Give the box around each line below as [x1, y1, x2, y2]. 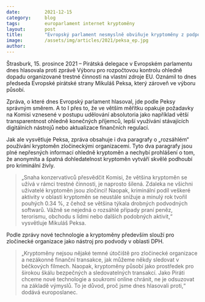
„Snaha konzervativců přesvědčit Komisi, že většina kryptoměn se [21, 173, 187, 181]
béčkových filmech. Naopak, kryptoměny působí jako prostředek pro [21, 262, 194, 270]
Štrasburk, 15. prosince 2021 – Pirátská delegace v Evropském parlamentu [6, 59, 192, 67]
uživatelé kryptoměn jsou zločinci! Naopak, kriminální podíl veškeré [21, 186, 191, 194]
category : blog [6, 15, 56, 21]
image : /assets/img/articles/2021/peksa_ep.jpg [6, 37, 149, 43]
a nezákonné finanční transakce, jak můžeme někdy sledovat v [21, 255, 179, 263]
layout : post [6, 26, 56, 32]
